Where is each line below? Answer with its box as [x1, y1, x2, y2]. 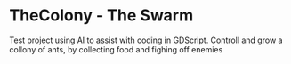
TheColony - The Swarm [9, 5, 194, 26]
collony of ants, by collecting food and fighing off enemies [9, 44, 223, 54]
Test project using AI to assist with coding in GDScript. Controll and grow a [9, 35, 283, 45]
